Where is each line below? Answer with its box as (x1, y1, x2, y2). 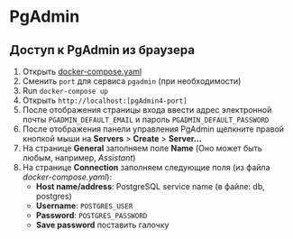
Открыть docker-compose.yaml (22, 66, 142, 77)
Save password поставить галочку (35, 219, 169, 230)
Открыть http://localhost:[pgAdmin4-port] (22, 95, 188, 106)
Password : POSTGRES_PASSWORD (35, 210, 148, 220)
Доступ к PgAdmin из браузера (9, 42, 196, 58)
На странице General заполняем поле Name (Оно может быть (22, 142, 263, 153)
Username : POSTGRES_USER (35, 200, 133, 211)
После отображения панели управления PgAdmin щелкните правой (22, 124, 285, 134)
